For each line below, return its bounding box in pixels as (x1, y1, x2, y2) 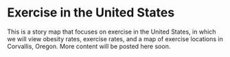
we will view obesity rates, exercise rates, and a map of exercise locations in (7, 34, 223, 43)
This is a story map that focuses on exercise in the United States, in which (7, 27, 216, 36)
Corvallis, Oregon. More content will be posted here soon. (7, 42, 171, 50)
